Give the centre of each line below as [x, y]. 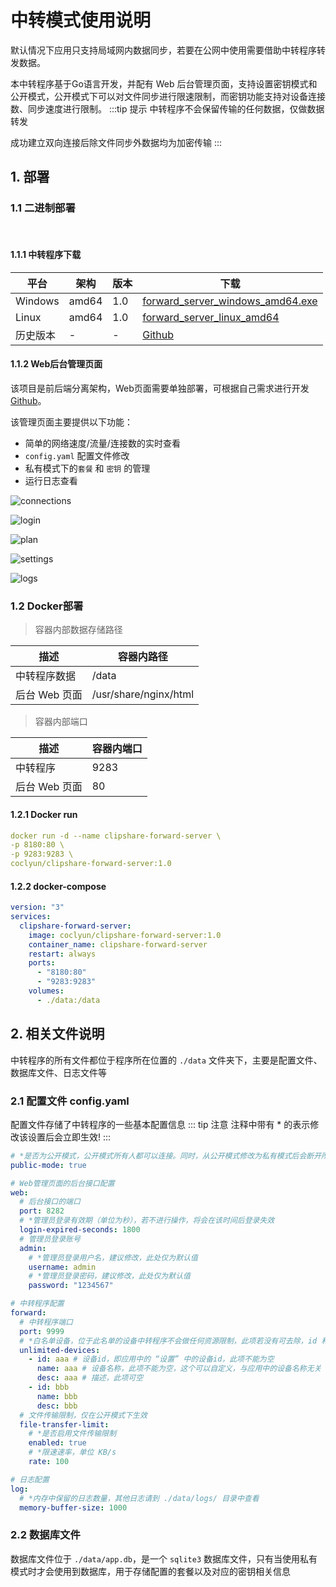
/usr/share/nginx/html [143, 694]
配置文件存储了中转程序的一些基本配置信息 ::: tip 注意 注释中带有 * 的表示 [160, 1124]
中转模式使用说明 [81, 20]
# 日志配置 [30, 1479]
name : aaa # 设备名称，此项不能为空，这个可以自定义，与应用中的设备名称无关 [179, 1369]
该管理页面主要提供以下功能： [71, 422]
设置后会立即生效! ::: [69, 1137]
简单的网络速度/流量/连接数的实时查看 [102, 443]
